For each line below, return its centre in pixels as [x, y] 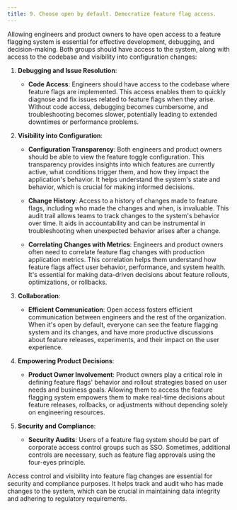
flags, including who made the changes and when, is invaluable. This [128, 208]
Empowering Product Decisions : [66, 361]
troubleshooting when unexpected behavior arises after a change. [124, 230]
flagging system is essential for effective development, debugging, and [111, 41]
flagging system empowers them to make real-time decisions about [126, 397]
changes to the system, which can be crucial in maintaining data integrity [114, 491]
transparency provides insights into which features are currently [121, 164]
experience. [46, 347]
